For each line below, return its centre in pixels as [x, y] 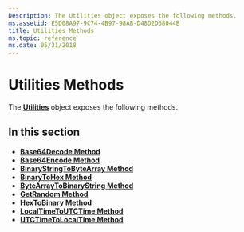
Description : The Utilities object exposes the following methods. [123, 16]
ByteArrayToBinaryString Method [77, 186]
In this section [44, 132]
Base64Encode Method [60, 160]
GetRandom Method [54, 194]
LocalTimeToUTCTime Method [71, 211]
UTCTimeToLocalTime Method [71, 219]
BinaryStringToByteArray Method [77, 168]
